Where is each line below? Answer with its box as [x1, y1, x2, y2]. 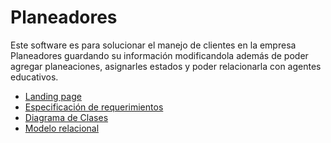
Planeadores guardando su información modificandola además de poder [10, 49, 309, 61]
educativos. [10, 71, 59, 83]
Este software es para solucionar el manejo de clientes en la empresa [10, 39, 297, 51]
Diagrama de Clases [24, 111, 109, 123]
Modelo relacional [24, 122, 100, 134]
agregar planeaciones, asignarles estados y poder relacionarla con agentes [10, 60, 322, 72]
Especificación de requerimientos [24, 101, 164, 113]
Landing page [24, 90, 82, 102]
